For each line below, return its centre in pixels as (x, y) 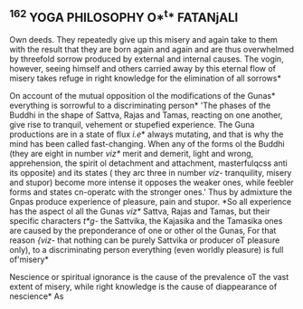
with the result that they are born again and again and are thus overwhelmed (152, 49)
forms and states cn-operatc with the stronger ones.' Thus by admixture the (151, 192)
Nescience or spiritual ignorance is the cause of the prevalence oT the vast (149, 276)
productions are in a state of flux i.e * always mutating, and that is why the (147, 134)
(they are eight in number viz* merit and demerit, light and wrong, (132, 153)
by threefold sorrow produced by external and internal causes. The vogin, (147, 59)
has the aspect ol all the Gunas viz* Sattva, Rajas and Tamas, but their (140, 211)
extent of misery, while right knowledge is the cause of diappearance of (143, 286)
